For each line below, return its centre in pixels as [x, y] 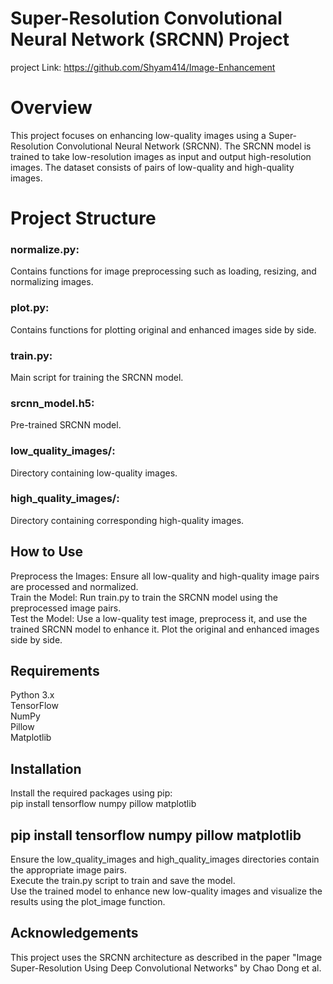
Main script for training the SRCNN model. [97, 377]
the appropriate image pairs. [69, 870]
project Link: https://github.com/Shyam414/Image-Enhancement [143, 67]
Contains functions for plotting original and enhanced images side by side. [163, 329]
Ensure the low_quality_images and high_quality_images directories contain [165, 859]
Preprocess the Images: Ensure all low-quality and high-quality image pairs [165, 576]
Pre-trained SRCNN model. [66, 425]
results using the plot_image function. [88, 902]
